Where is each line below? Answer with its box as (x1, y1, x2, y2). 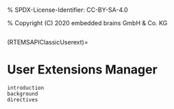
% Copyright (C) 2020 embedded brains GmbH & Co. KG (7, 19, 168, 27)
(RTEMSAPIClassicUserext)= (7, 38, 88, 46)
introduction (7, 84, 45, 91)
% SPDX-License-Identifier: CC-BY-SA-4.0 (7, 6, 128, 14)
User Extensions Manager (7, 62, 158, 78)
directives (7, 96, 38, 103)
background (7, 90, 38, 97)
